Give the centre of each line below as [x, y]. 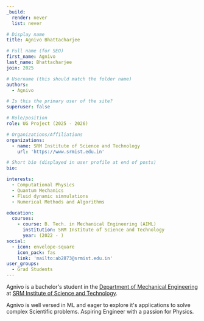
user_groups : [23, 264]
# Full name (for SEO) [35, 51]
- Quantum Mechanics [38, 190]
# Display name [26, 34]
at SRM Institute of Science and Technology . [62, 293]
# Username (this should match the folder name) [69, 79]
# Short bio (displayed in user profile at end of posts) [81, 163]
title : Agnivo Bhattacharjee [43, 40]
